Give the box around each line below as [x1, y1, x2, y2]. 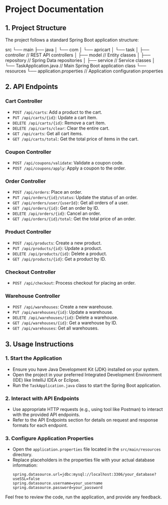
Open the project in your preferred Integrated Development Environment [12, 371, 162, 378]
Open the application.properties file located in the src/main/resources [12, 446, 161, 452]
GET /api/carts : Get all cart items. [12, 130, 83, 136]
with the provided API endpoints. [12, 411, 80, 418]
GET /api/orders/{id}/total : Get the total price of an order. [12, 216, 136, 222]
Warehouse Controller [5, 292, 60, 299]
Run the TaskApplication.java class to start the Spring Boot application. [12, 382, 161, 388]
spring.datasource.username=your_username [12, 481, 103, 486]
